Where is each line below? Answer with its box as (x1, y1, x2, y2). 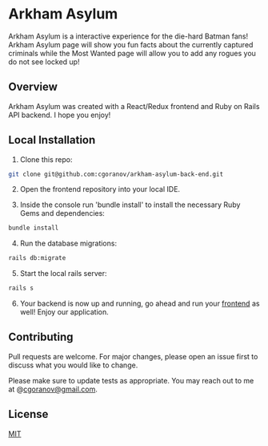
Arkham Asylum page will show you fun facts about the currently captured (8, 39, 254, 49)
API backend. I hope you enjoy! (8, 110, 111, 120)
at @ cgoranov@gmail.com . (8, 384, 98, 394)
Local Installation (8, 133, 96, 147)
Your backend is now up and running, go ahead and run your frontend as (19, 298, 260, 309)
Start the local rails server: (19, 269, 107, 278)
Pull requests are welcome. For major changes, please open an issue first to (8, 351, 258, 361)
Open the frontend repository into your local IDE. (19, 184, 181, 194)
